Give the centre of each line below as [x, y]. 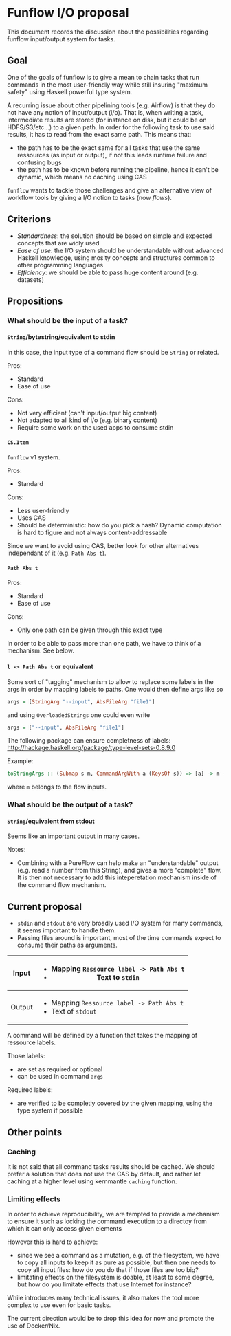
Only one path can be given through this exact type [90, 630]
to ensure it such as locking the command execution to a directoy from [107, 1221]
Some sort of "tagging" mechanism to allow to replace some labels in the [111, 681]
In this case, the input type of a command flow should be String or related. [113, 353]
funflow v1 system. [34, 457]
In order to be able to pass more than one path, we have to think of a [104, 644]
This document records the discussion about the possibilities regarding [108, 32]
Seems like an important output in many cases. [73, 836]
